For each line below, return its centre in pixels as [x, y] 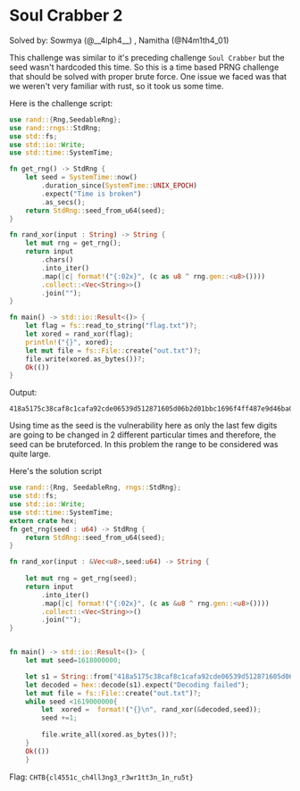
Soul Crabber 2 [66, 16]
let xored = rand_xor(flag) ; [79, 334]
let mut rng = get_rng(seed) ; [82, 579]
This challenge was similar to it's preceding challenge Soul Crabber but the [147, 57]
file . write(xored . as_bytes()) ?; [85, 359]
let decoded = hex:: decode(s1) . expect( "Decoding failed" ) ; [137, 685]
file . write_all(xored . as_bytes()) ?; [109, 735]
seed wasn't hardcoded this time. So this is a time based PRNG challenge [144, 67]
